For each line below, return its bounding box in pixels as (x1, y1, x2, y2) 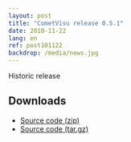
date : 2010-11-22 (8, 26, 67, 34)
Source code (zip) (19, 116, 80, 125)
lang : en (8, 34, 38, 43)
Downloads (8, 94, 67, 108)
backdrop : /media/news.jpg (8, 49, 99, 57)
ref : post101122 (8, 42, 63, 50)
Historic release (8, 71, 61, 80)
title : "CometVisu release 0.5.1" (8, 19, 125, 27)
